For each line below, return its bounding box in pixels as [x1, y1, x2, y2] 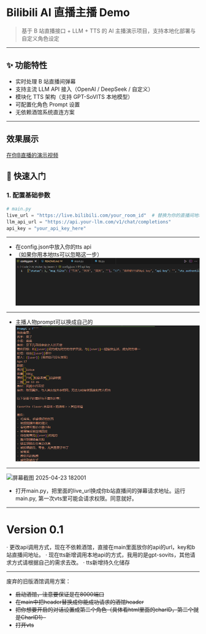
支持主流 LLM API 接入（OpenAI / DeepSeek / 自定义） [15, 85, 154, 93]
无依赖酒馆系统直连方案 [15, 108, 75, 115]
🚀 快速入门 [6, 171, 46, 181]
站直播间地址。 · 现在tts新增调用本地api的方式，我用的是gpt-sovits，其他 [6, 551, 190, 559]
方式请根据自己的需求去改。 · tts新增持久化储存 [11, 559, 131, 566]
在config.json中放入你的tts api [15, 243, 92, 250]
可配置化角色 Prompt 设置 [15, 101, 80, 108]
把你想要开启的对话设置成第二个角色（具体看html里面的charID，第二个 [15, 606, 194, 614]
